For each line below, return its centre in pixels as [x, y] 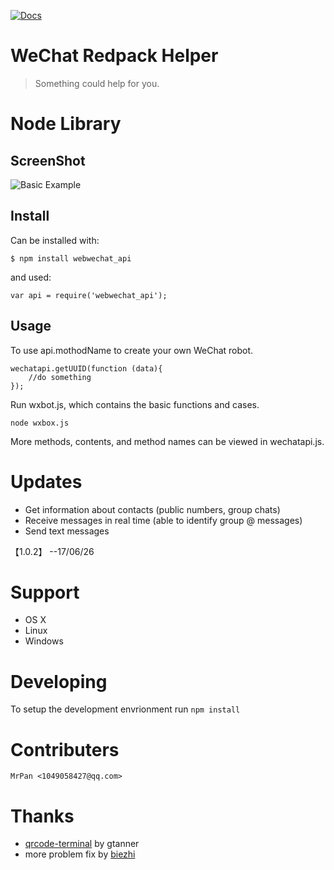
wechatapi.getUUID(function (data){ [86, 368]
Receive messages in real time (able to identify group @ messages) [163, 520]
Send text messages [67, 531]
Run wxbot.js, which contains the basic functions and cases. [135, 404]
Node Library [66, 124]
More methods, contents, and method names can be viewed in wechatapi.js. [167, 441]
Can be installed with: [55, 240]
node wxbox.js [40, 423]
